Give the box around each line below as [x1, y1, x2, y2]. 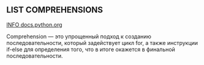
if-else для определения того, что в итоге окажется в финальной [6, 46, 176, 53]
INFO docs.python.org [6, 21, 62, 28]
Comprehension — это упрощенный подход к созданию [6, 33, 152, 40]
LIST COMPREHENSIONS [6, 5, 103, 15]
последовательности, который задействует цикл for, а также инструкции [6, 39, 198, 46]
